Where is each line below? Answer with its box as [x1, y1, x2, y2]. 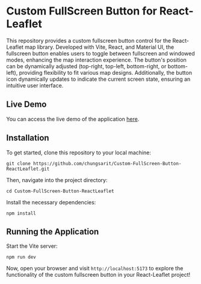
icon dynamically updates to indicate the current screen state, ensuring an [6, 75, 191, 83]
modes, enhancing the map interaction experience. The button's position [6, 56, 187, 63]
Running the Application [6, 226, 99, 236]
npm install [6, 210, 36, 216]
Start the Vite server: [6, 242, 58, 250]
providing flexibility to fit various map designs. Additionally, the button [19, 69, 193, 76]
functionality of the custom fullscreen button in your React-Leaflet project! [6, 271, 191, 279]
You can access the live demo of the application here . [6, 115, 140, 122]
